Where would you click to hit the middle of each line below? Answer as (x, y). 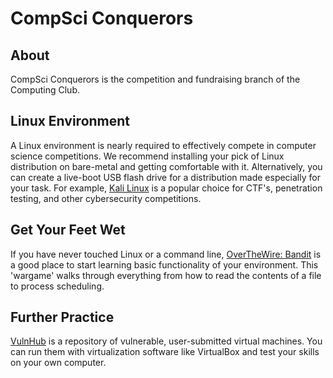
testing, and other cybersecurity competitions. (106, 198)
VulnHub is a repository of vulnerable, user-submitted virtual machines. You (166, 341)
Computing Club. (45, 90)
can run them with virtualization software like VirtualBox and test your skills (165, 352)
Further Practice (62, 317)
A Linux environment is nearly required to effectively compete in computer (163, 145)
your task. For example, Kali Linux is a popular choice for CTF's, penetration (166, 188)
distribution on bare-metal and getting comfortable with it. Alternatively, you (166, 166)
